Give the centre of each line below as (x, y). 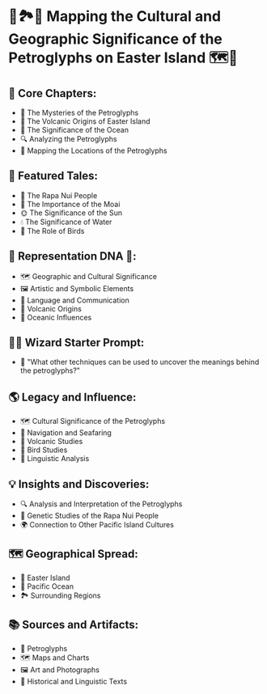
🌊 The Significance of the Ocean (74, 130)
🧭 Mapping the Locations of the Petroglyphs (93, 150)
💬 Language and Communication (74, 300)
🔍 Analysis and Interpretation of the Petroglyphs (101, 504)
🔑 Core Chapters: (53, 93)
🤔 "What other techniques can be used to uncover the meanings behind (140, 362)
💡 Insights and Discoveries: (79, 484)
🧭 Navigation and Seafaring (66, 433)
